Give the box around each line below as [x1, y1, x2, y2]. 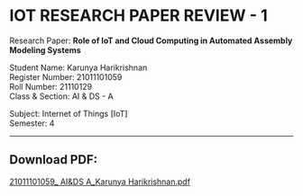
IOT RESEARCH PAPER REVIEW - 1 [9, 5, 268, 26]
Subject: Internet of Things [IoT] [9, 108, 128, 119]
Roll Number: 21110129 [9, 81, 93, 92]
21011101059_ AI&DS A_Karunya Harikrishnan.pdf [9, 176, 191, 187]
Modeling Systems [9, 44, 81, 55]
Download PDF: [9, 152, 97, 167]
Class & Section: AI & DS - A [9, 91, 115, 102]
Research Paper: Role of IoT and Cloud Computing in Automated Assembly [9, 35, 293, 46]
